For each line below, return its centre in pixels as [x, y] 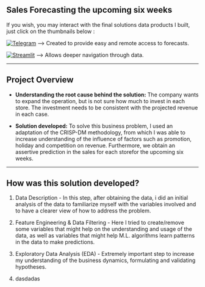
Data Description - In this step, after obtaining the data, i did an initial [101, 198]
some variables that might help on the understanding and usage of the [103, 229]
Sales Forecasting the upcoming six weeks [89, 10]
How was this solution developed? [73, 183]
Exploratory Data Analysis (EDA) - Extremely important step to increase [105, 254]
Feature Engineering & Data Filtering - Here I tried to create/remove [100, 223]
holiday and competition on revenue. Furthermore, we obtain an [95, 145]
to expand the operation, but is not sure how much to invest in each [100, 101]
